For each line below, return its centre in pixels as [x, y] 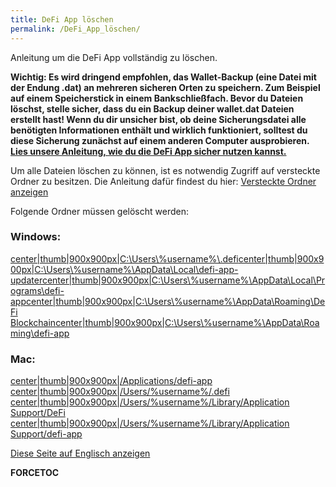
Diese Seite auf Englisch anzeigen [80, 453]
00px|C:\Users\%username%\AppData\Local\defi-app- [124, 269]
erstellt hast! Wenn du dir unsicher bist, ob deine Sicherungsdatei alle [158, 119]
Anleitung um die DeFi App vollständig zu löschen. [114, 57]
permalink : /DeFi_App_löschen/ [75, 29]
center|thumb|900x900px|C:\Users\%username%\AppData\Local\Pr [183, 280]
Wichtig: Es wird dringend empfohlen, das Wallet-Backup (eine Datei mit [163, 77]
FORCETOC [35, 473]
